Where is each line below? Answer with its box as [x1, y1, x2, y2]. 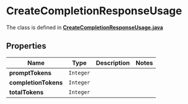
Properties [6, 41, 47, 51]
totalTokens [9, 88, 44, 96]
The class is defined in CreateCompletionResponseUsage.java [6, 24, 164, 31]
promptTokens [9, 68, 52, 77]
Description [95, 58, 130, 67]
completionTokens [9, 78, 63, 87]
